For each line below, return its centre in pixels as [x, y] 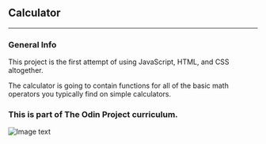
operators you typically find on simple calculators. [90, 94]
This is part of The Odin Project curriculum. [93, 115]
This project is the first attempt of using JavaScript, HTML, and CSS [119, 62]
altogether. [26, 70]
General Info [32, 44]
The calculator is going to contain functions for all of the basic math [119, 85]
